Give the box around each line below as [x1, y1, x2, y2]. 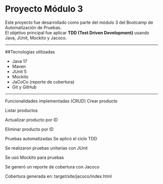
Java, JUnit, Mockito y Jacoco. [5, 35, 67, 41]
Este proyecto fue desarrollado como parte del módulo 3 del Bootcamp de [5, 19, 154, 25]
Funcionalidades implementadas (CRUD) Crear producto [5, 98, 118, 104]
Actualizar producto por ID [5, 117, 58, 122]
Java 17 [12, 58, 28, 64]
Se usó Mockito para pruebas [5, 154, 64, 160]
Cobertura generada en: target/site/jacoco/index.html [5, 173, 112, 179]
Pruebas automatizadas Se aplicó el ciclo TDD [5, 135, 98, 141]
